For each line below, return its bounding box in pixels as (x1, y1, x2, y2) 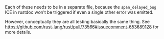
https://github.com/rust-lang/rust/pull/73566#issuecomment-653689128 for (5, 24, 159, 30)
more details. (5, 29, 32, 35)
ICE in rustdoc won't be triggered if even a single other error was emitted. (5, 9, 154, 15)
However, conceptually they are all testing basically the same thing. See (5, 19, 150, 24)
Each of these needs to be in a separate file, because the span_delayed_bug (5, 4, 157, 10)
